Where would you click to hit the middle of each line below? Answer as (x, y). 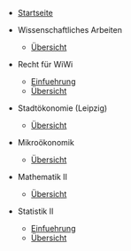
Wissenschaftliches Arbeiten (69, 30)
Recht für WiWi (45, 64)
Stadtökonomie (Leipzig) (62, 108)
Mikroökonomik (46, 142)
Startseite (35, 13)
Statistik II (35, 211)
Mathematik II (42, 177)
